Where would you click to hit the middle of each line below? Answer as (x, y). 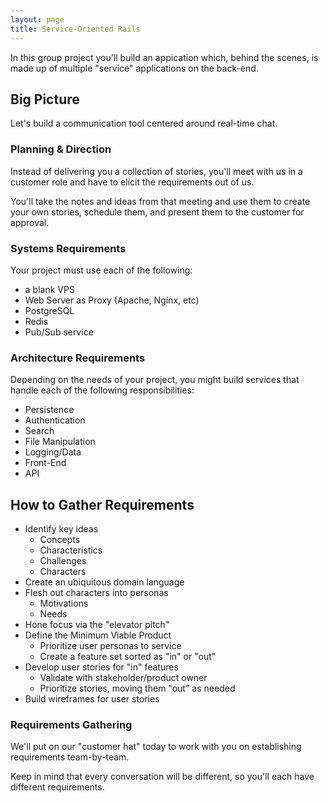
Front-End (45, 463)
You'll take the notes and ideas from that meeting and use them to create (160, 201)
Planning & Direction (61, 149)
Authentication (55, 420)
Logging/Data (53, 452)
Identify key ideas (61, 529)
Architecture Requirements (78, 358)
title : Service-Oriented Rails (75, 29)
